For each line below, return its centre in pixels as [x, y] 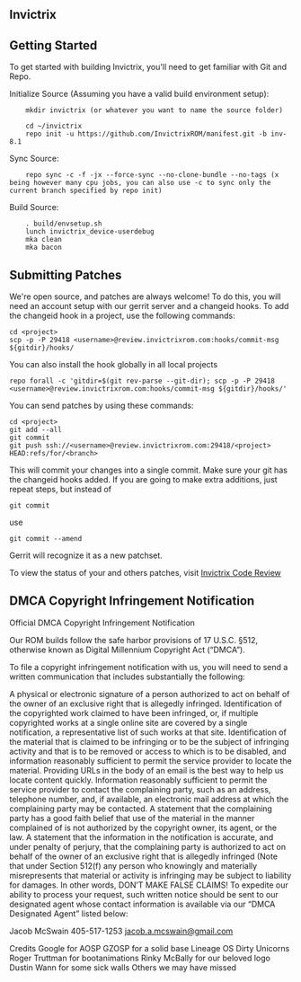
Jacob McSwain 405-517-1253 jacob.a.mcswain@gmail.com [121, 931]
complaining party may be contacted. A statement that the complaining [141, 809]
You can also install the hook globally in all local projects [114, 365]
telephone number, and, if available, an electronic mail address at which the [149, 799]
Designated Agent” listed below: [69, 913]
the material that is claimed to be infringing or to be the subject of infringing [149, 741]
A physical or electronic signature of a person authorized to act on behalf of [150, 694]
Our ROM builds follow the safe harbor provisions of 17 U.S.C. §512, [134, 640]
